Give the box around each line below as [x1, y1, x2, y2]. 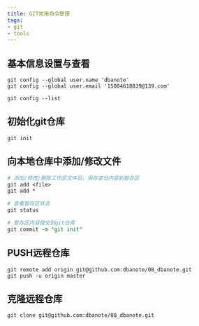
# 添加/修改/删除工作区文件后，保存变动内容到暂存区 [7, 175, 140, 182]
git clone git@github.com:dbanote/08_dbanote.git [7, 312, 155, 319]
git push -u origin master [7, 272, 86, 279]
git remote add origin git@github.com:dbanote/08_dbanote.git [7, 266, 192, 273]
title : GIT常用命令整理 [7, 10, 70, 18]
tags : [7, 17, 23, 24]
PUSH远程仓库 [7, 247, 70, 259]
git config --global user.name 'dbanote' [7, 76, 130, 84]
